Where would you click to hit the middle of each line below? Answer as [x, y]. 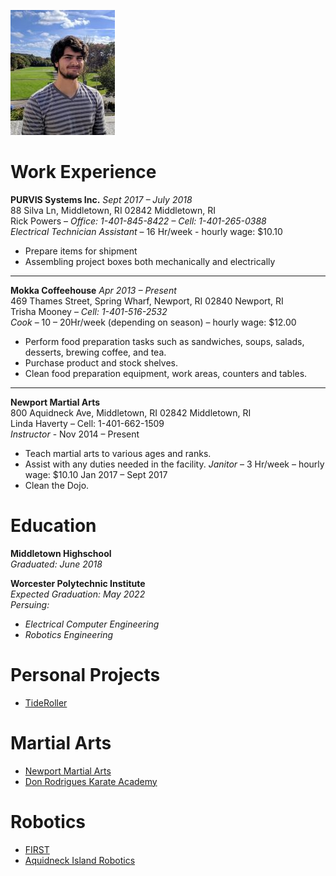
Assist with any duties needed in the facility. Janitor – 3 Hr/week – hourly [174, 464]
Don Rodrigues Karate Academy [91, 781]
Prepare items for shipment [81, 251]
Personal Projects [85, 675]
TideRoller [46, 702]
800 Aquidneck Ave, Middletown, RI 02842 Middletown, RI [131, 412]
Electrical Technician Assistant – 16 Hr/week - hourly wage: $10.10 [146, 231]
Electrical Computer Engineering [92, 624]
